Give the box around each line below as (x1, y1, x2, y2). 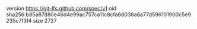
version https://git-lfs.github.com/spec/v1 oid (6, 5, 117, 12)
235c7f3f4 (6, 17, 32, 24)
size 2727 (33, 17, 57, 24)
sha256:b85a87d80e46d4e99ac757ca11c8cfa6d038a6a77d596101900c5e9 (6, 11, 192, 18)
